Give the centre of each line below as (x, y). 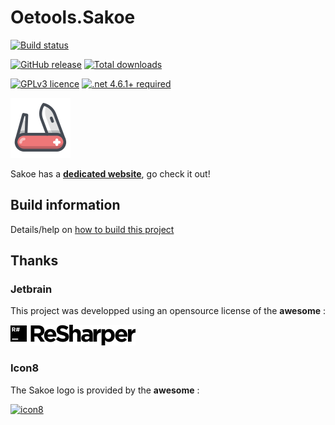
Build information (65, 205)
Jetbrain (31, 289)
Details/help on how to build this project (92, 229)
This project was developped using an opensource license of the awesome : (168, 311)
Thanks (34, 261)
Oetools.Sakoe (73, 17)
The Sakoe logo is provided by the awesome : (105, 390)
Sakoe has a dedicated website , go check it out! (110, 173)
